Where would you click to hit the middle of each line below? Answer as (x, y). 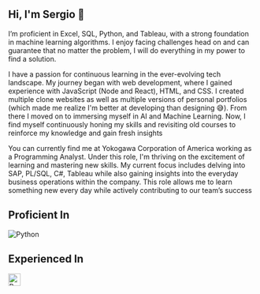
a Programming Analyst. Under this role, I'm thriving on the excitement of (127, 156)
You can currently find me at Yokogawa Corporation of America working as (130, 148)
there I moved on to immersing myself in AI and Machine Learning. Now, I (127, 116)
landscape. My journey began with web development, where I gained (120, 82)
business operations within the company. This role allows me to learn (120, 182)
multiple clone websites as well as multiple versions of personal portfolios (128, 99)
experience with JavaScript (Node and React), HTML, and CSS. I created (126, 91)
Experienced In (46, 259)
